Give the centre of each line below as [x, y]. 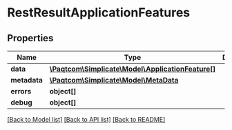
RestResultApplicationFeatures [99, 13]
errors [21, 91]
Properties [30, 38]
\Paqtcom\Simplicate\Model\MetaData [114, 80]
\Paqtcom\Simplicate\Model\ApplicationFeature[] [133, 69]
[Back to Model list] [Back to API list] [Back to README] [86, 119]
